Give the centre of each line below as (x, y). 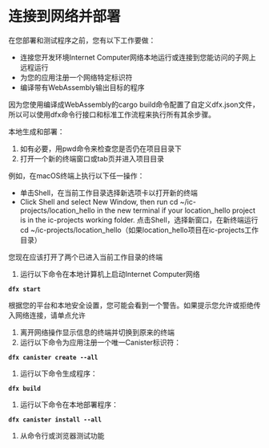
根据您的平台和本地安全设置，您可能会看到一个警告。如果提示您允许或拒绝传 (134, 305)
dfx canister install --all (55, 419)
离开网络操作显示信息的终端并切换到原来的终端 (97, 332)
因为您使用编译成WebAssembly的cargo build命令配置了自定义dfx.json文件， (134, 104)
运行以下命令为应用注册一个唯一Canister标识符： (100, 342)
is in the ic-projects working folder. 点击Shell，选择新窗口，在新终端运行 (139, 220)
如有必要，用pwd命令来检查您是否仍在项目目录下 (100, 149)
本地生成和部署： (36, 131)
